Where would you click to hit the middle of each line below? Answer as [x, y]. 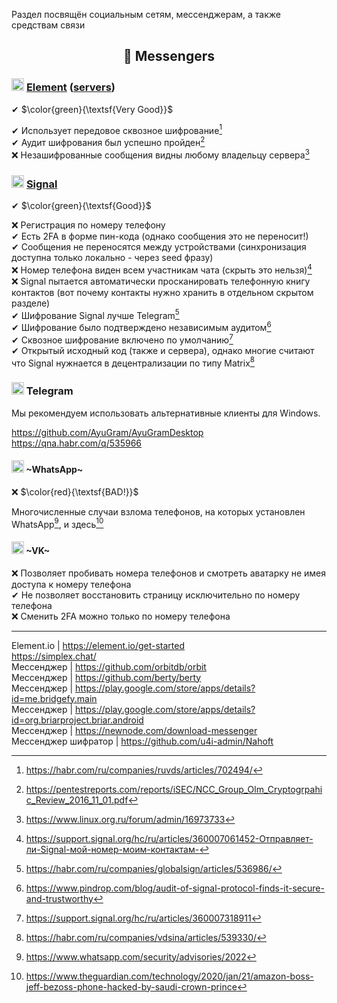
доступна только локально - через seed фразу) [112, 257]
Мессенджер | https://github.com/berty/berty [106, 677]
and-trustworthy [59, 898]
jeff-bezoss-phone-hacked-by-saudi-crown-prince [131, 986]
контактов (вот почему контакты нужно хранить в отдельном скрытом [162, 292]
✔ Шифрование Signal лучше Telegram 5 [95, 314]
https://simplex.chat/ [54, 656]
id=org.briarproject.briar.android [77, 720]
